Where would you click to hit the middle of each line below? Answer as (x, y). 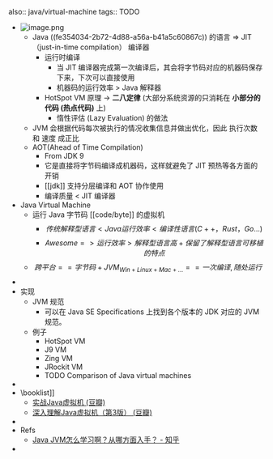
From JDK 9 (64, 156)
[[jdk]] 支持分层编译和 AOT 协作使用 (104, 186)
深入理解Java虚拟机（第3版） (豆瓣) (92, 412)
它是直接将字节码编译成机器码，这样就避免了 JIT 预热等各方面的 (151, 166)
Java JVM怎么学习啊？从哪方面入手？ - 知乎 (106, 440)
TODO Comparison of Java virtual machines (118, 375)
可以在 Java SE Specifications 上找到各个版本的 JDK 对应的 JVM (152, 312)
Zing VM (58, 358)
